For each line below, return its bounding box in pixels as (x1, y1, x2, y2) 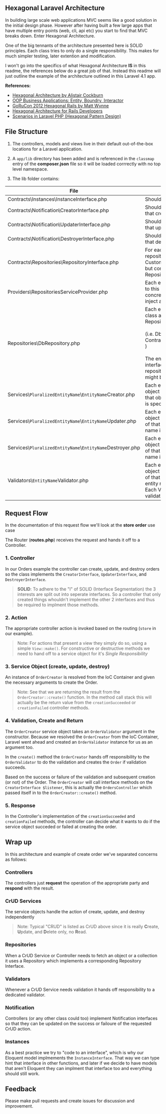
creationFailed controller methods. (17, 705, 90, 711)
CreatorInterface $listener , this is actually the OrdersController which (5, 784, 152, 790)
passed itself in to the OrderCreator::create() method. (5, 790, 117, 796)
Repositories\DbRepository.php (7, 340, 81, 347)
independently (5, 914, 35, 920)
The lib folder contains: (12, 176, 60, 181)
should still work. (5, 1070, 40, 1076)
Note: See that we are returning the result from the (17, 689, 120, 695)
